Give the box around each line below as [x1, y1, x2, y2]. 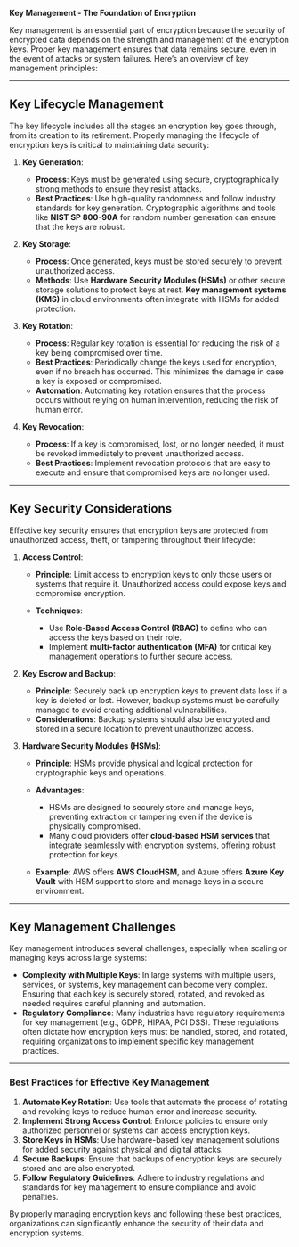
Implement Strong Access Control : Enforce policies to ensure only [21, 1115, 269, 1126]
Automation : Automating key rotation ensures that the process [35, 385, 266, 396]
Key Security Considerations [9, 501, 173, 516]
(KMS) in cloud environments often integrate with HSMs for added [35, 293, 279, 304]
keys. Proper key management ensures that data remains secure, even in [9, 44, 277, 54]
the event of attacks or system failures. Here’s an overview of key [9, 53, 249, 63]
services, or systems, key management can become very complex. [21, 980, 269, 990]
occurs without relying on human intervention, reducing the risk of [35, 394, 279, 405]
